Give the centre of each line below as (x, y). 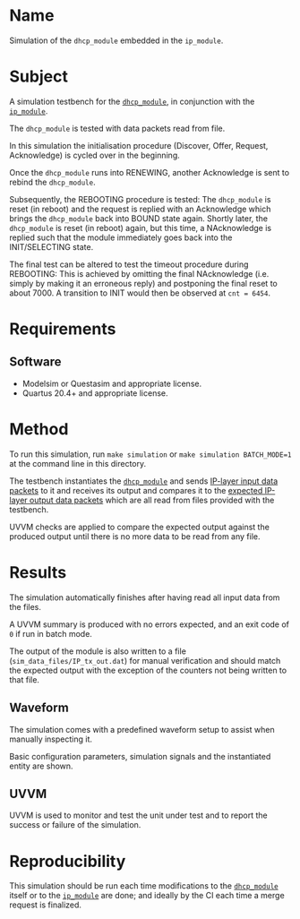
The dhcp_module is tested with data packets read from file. (117, 128)
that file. (25, 679)
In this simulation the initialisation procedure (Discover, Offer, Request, (139, 145)
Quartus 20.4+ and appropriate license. (95, 393)
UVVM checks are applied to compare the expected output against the (140, 527)
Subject (39, 77)
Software (35, 362)
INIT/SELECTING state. (51, 246)
